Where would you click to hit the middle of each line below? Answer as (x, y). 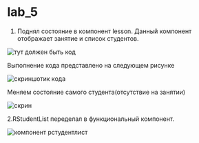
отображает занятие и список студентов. (78, 38)
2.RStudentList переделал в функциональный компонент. (91, 119)
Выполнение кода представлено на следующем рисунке (91, 65)
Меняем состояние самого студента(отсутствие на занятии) (96, 92)
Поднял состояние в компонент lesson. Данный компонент (104, 31)
